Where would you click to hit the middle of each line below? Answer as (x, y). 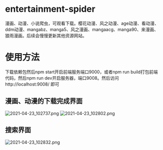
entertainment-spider (50, 9)
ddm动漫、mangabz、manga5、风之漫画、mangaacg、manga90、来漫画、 (82, 29)
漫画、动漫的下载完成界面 (44, 101)
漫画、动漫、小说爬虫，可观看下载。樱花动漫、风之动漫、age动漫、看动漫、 (82, 23)
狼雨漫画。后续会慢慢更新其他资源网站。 (46, 35)
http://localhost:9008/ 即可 (32, 84)
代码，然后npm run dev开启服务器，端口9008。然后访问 (62, 78)
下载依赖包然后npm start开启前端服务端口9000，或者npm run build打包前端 (81, 72)
